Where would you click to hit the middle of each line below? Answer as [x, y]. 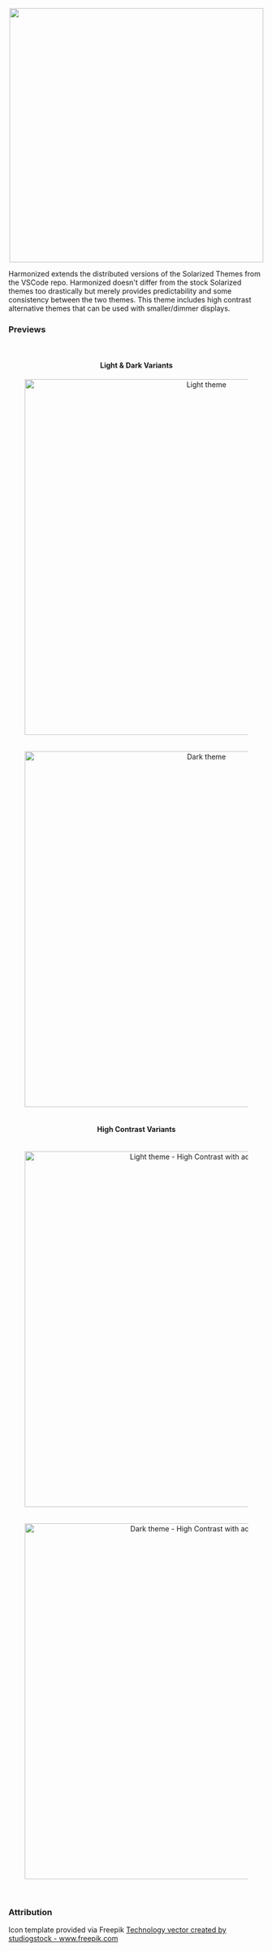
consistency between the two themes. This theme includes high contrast [130, 300]
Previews [27, 329]
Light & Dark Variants [136, 365]
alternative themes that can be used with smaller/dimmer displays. [119, 308]
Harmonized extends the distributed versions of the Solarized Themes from [135, 274]
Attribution [30, 1912]
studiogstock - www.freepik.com [63, 1938]
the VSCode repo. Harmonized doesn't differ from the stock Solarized [125, 282]
